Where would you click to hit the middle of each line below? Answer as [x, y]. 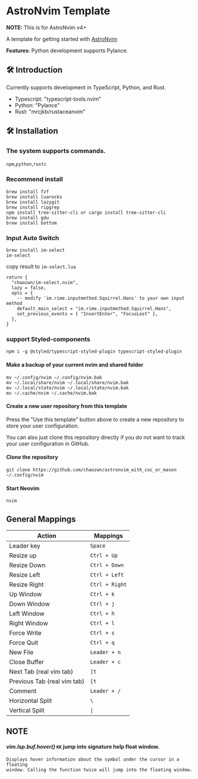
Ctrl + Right [109, 584]
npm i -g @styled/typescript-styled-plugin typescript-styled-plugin [94, 352]
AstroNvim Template [58, 11]
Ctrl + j [102, 604]
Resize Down [27, 565]
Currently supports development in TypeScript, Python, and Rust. [86, 87]
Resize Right [26, 584]
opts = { [22, 293]
